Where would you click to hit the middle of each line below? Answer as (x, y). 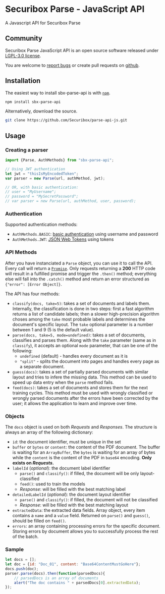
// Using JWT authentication (35, 169)
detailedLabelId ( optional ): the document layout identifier (71, 494)
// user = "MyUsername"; (31, 192)
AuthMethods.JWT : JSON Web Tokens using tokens (63, 239)
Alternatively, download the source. (41, 111)
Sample (14, 549)
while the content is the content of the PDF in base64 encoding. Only (82, 457)
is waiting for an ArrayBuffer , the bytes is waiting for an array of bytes (84, 452)
